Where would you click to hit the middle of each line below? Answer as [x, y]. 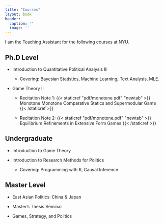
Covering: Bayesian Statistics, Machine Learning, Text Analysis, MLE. [89, 79]
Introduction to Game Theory [41, 150]
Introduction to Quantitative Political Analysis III [60, 69]
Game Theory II [28, 88]
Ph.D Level [22, 57]
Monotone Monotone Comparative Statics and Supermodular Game [88, 103]
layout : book [18, 14]
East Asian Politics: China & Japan [47, 197]
